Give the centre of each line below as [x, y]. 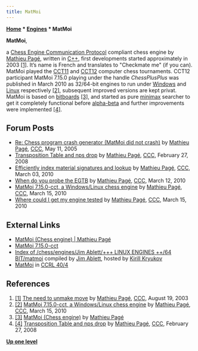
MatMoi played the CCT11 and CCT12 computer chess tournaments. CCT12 [98, 71]
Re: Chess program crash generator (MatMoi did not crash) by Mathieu [102, 143]
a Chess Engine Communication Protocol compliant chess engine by [90, 52]
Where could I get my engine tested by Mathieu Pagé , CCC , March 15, [100, 200]
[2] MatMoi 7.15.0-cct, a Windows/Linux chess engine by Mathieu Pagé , [103, 305]
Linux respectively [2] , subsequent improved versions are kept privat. [92, 90]
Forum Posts [30, 128]
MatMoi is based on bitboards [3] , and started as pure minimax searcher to [98, 96]
